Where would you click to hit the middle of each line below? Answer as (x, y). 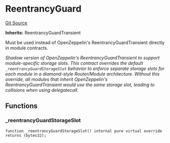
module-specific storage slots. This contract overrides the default (74, 63)
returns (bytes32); (26, 135)
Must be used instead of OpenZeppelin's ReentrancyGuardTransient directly (85, 42)
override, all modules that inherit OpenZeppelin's (57, 79)
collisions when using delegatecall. (42, 90)
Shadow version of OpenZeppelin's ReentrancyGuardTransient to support (82, 58)
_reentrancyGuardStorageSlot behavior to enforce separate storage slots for (85, 68)
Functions (22, 106)
